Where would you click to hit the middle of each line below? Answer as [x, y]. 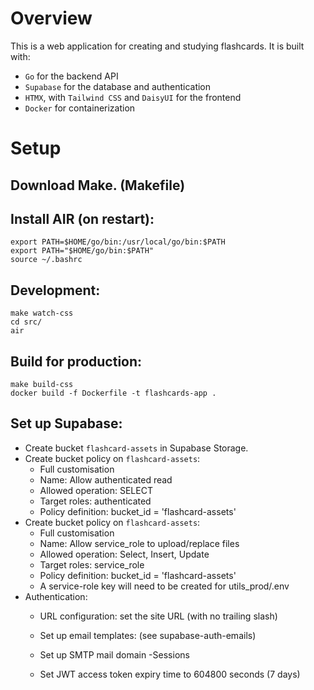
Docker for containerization [80, 108]
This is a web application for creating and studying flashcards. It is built [157, 46]
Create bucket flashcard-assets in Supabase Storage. [136, 448]
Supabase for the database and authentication [118, 86]
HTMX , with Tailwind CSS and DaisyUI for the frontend [133, 97]
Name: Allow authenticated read [106, 479]
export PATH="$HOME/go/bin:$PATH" [82, 251]
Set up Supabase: [66, 423]
